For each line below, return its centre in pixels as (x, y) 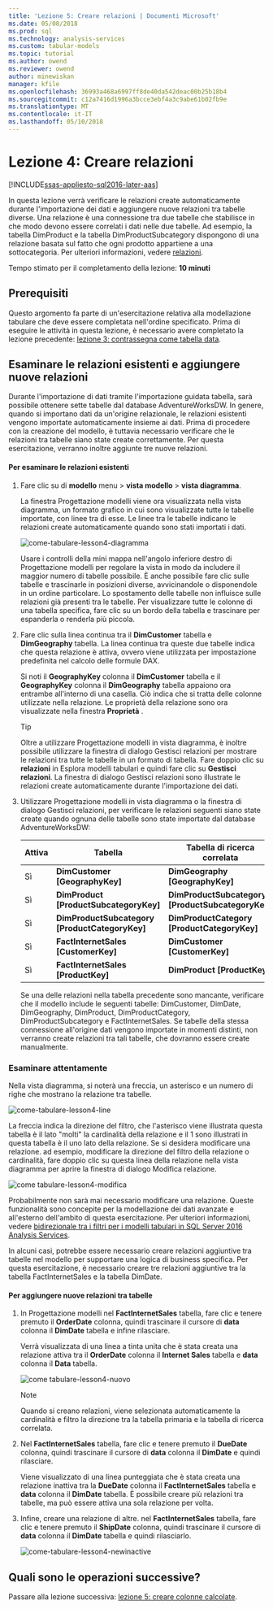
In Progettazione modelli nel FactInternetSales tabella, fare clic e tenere (141, 1313)
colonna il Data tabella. (58, 1363)
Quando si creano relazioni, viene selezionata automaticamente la (130, 1411)
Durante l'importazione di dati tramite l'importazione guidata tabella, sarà (131, 397)
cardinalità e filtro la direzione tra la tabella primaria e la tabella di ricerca (142, 1420)
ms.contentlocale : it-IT (50, 115)
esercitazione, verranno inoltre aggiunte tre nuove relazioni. (108, 449)
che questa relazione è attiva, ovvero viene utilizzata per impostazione (138, 652)
